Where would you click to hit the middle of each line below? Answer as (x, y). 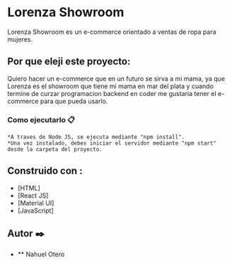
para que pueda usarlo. (74, 101)
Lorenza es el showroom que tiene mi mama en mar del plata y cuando (111, 86)
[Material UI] (36, 203)
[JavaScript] (36, 210)
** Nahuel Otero (41, 254)
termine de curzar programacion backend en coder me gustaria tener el (112, 93)
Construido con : (45, 171)
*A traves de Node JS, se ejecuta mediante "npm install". (96, 137)
